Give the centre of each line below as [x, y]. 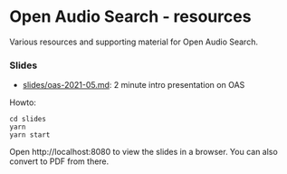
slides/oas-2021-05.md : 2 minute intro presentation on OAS [134, 85]
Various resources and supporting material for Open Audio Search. [134, 42]
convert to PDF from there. [59, 161]
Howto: [23, 102]
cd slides [28, 120]
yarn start [30, 135]
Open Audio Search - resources [130, 17]
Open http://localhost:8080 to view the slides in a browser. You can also [143, 152]
